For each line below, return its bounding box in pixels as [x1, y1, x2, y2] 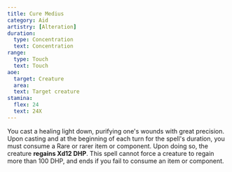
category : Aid [7, 17, 49, 24]
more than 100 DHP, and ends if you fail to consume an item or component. [7, 157, 224, 165]
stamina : [7, 95, 33, 102]
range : [7, 50, 27, 57]
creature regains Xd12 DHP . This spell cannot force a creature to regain [7, 149, 214, 157]
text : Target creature [13, 88, 80, 95]
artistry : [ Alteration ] [7, 23, 77, 30]
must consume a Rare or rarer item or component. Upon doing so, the [7, 141, 209, 150]
